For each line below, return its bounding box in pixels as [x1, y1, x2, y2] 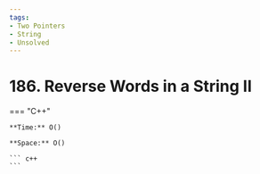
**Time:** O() [9, 123, 62, 132]
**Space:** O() [9, 139, 66, 148]
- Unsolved [9, 37, 50, 47]
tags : [9, 12, 29, 22]
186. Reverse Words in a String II [9, 77, 252, 96]
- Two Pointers [9, 21, 66, 30]
